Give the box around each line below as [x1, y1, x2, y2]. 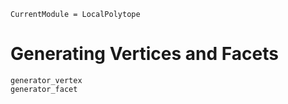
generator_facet [10, 84, 78, 94]
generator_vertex [10, 75, 83, 85]
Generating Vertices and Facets [10, 43, 279, 65]
